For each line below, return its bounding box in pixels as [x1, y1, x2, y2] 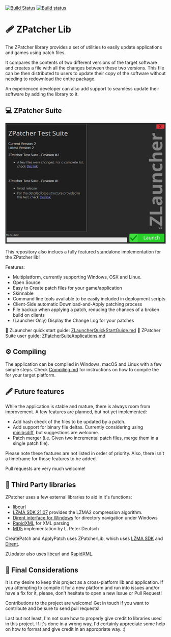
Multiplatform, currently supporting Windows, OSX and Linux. [12, 274, 141, 280]
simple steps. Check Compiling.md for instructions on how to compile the [5, 366, 159, 372]
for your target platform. [5, 372, 56, 378]
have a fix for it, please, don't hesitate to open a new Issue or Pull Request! [5, 590, 162, 596]
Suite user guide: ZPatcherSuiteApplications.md [5, 333, 106, 339]
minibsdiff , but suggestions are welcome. [12, 430, 99, 436]
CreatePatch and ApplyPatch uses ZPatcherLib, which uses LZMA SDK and [5, 535, 163, 541]
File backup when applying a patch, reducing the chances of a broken [12, 306, 159, 313]
